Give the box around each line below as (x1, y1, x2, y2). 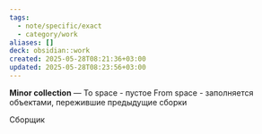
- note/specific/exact (17, 21, 102, 30)
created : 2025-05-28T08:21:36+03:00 (9, 54, 146, 63)
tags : (9, 13, 30, 22)
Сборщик (9, 113, 46, 125)
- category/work (17, 29, 78, 38)
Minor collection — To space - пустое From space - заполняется (9, 87, 254, 98)
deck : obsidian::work (9, 46, 91, 55)
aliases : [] (9, 38, 54, 47)
